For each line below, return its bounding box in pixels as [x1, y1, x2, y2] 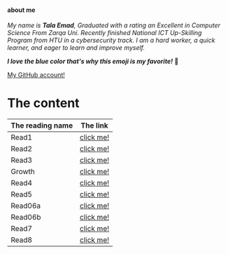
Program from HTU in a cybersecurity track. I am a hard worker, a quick [7, 36, 215, 45]
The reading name [10, 121, 73, 131]
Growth [10, 167, 35, 177]
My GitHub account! [7, 71, 65, 79]
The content [7, 95, 80, 112]
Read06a [10, 201, 41, 210]
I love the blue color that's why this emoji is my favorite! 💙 [7, 57, 179, 66]
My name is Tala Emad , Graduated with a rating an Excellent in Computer [7, 21, 221, 29]
